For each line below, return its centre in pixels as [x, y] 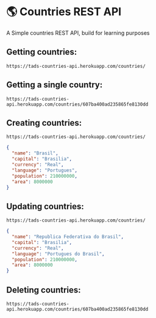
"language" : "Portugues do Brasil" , [58, 254]
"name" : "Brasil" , [35, 153]
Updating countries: [45, 206]
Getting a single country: [55, 85]
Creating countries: [44, 123]
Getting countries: [42, 52]
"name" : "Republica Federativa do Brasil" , [68, 237]
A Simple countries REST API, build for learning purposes [78, 33]
